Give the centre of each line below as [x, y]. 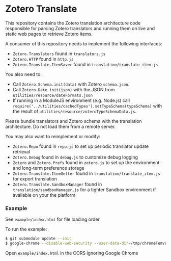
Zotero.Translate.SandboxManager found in [57, 184]
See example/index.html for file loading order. [53, 219]
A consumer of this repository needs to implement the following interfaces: [84, 43]
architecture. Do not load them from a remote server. [61, 126]
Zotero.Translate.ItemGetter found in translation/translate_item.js [86, 173]
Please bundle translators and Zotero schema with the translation [74, 121]
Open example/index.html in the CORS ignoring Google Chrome [72, 253]
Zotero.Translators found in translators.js [59, 54]
